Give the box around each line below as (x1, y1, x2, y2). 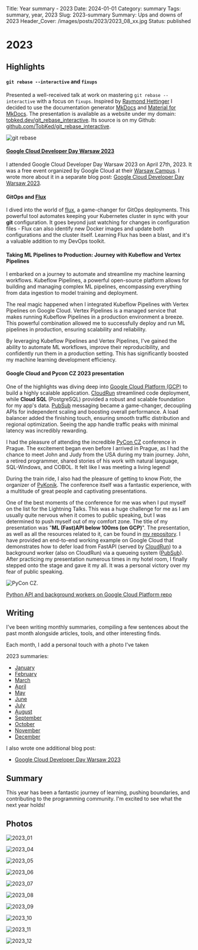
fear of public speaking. (6, 568, 64, 575)
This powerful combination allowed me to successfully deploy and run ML (6, 320, 186, 327)
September (14, 714, 42, 721)
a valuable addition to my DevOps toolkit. (6, 237, 106, 245)
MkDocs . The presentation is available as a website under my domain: (6, 110, 176, 117)
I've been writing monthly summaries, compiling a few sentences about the (6, 623, 189, 631)
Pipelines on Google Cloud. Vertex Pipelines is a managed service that (6, 307, 177, 314)
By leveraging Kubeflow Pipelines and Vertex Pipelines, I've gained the (6, 337, 177, 344)
